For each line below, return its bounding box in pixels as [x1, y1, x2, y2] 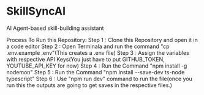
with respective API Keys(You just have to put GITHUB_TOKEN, [6, 55, 165, 63]
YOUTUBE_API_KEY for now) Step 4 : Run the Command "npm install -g [6, 62, 187, 69]
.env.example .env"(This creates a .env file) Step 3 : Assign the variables [6, 49, 190, 56]
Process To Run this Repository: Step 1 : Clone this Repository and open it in [6, 36, 198, 43]
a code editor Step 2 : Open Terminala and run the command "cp [6, 43, 170, 50]
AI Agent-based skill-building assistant [6, 24, 104, 32]
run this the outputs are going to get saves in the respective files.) [6, 81, 173, 89]
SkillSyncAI [6, 4, 66, 18]
